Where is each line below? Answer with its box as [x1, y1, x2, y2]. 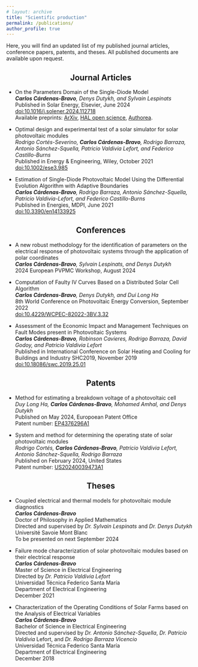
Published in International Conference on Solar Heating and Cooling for [14, 348, 191, 355]
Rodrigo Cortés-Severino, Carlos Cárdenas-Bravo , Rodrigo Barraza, [14, 139, 186, 146]
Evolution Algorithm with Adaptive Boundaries [14, 182, 129, 190]
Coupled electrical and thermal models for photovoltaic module [14, 496, 172, 504]
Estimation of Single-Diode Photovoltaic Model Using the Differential [14, 176, 184, 183]
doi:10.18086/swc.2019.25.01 [14, 360, 86, 368]
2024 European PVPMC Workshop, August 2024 [14, 266, 136, 274]
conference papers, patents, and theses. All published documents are [6, 49, 179, 56]
